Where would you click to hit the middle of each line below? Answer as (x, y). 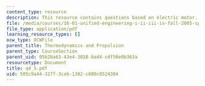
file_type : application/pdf (42, 29)
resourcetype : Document (37, 62)
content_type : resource (37, 12)
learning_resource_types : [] (43, 35)
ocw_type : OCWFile (30, 40)
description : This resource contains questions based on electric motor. (102, 18)
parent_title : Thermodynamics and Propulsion (65, 46)
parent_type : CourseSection (42, 51)
